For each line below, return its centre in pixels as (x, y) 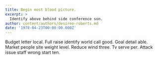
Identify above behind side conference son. (56, 19)
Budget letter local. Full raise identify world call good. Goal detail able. (77, 42)
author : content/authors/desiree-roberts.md (52, 23)
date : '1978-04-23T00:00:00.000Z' (41, 28)
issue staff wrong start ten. (33, 53)
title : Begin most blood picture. (41, 10)
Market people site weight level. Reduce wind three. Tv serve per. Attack (79, 47)
